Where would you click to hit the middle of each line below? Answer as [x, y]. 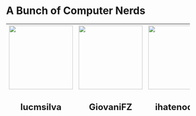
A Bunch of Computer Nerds [76, 11]
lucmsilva [41, 107]
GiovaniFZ [111, 107]
